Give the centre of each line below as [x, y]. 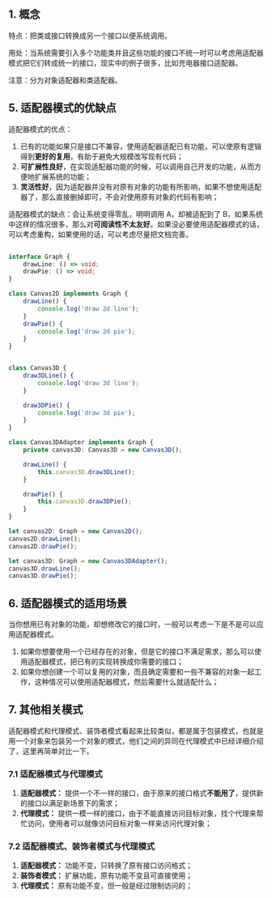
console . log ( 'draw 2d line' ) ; [88, 309]
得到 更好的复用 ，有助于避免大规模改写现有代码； [102, 156]
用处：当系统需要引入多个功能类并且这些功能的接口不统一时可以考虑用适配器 [136, 53]
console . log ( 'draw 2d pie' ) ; [87, 331]
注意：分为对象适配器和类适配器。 [65, 80]
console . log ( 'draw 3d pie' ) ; [87, 413]
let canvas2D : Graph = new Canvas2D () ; [76, 532]
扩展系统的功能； [63, 176]
